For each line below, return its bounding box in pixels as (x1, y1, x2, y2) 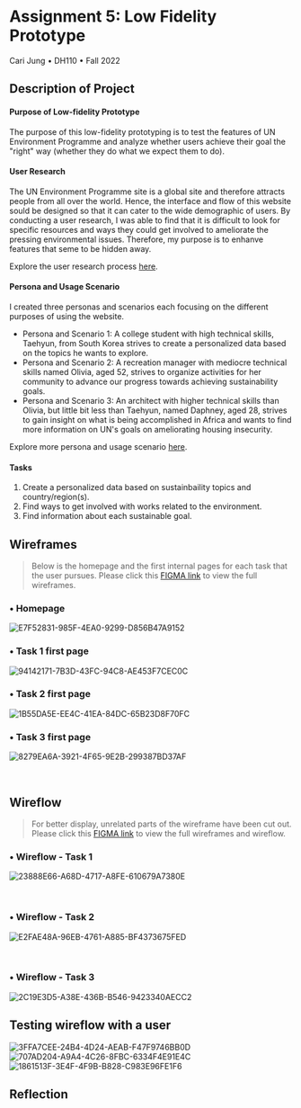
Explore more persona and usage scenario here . (9, 441, 188, 451)
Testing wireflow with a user (9, 1018, 172, 1033)
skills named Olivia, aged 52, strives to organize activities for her (22, 366, 262, 377)
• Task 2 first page (9, 688, 92, 701)
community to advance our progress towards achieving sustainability (22, 376, 279, 387)
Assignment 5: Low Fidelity (9, 6, 217, 27)
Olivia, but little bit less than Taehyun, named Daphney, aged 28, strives (22, 405, 288, 415)
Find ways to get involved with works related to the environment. (22, 501, 262, 512)
